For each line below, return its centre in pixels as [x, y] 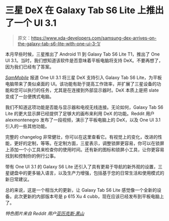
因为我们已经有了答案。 [30, 67]
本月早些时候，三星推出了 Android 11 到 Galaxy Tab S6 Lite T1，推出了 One [82, 54]
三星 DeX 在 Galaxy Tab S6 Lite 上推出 [84, 10]
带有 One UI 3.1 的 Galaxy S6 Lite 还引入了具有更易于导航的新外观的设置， [82, 166]
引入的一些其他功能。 [27, 126]
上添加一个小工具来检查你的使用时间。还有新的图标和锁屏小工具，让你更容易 [85, 149]
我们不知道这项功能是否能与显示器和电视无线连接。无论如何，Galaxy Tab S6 [84, 107]
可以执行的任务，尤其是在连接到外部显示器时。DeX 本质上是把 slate [89, 90]
